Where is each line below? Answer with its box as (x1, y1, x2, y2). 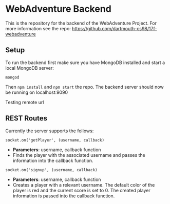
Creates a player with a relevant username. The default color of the (12, 181, 155, 188)
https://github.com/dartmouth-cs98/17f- (71, 25, 157, 31)
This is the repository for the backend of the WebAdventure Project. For (5, 20, 157, 26)
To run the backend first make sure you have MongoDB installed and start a (5, 59, 165, 66)
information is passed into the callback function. (12, 193, 115, 199)
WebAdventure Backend (5, 3, 111, 15)
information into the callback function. (12, 157, 93, 164)
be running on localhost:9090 (5, 89, 68, 95)
